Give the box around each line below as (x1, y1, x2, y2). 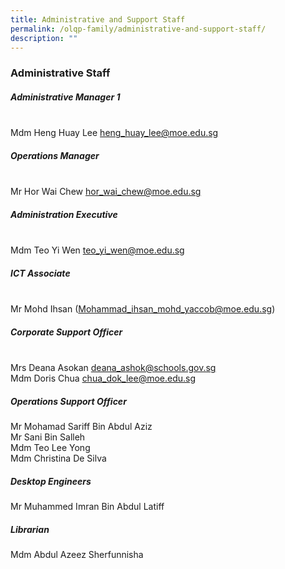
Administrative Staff (10, 66, 111, 80)
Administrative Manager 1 (10, 91, 121, 103)
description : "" (10, 33, 78, 43)
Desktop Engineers (10, 475, 92, 487)
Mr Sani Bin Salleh (10, 431, 86, 443)
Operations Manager (10, 149, 100, 161)
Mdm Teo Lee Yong (10, 442, 91, 454)
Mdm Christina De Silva (10, 452, 107, 465)
